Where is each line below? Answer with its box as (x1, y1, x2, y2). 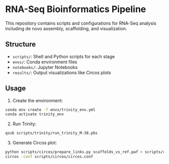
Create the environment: (12, 97, 63, 104)
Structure (5, 40, 36, 49)
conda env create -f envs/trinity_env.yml (5, 107, 96, 112)
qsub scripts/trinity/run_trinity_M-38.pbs (5, 131, 98, 136)
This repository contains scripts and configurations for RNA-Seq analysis (5, 20, 157, 26)
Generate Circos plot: (12, 140, 57, 146)
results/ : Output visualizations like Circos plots (12, 69, 111, 75)
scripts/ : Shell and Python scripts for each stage (12, 53, 115, 59)
